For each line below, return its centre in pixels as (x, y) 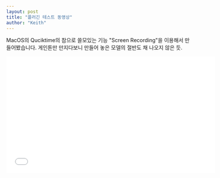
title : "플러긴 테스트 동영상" (39, 17)
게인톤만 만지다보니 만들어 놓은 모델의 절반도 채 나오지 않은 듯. (110, 47)
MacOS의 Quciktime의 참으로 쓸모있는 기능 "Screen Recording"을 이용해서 (95, 40)
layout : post (22, 12)
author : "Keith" (26, 23)
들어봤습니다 (21, 47)
